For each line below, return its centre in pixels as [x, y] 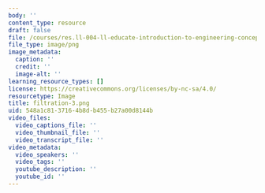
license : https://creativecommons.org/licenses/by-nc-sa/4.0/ [112, 89]
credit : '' [33, 67]
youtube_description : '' [56, 169]
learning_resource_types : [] [56, 81]
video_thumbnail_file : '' [58, 132]
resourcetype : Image [42, 96]
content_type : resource [47, 23]
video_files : [30, 118]
